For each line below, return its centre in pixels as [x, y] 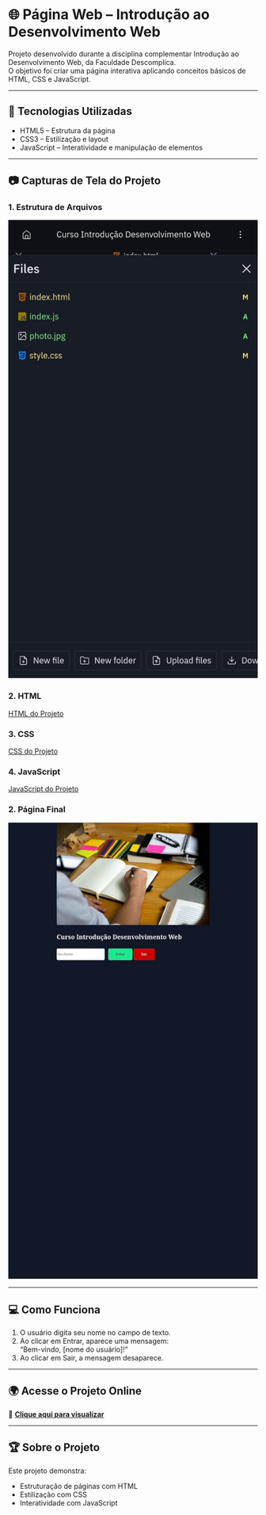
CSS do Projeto [33, 751]
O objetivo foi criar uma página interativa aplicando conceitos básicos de [127, 71]
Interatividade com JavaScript [68, 1502]
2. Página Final [37, 810]
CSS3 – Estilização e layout [64, 139]
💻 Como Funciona [54, 1309]
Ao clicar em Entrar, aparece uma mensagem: [94, 1341]
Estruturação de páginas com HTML [79, 1486]
